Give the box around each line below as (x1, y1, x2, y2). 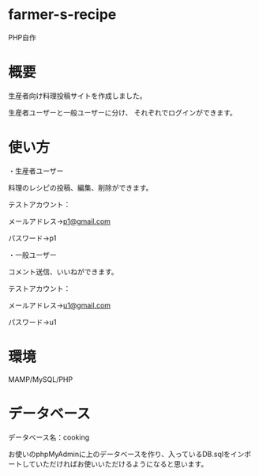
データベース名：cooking (8, 433, 90, 442)
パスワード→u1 (8, 317, 57, 327)
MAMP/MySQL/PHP (8, 374, 73, 384)
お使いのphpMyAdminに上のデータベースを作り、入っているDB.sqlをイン (8, 449, 245, 459)
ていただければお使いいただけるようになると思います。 (28, 459, 208, 468)
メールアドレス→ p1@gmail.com (8, 216, 111, 226)
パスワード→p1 (8, 233, 57, 243)
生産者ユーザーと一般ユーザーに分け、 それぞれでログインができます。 (8, 108, 237, 117)
